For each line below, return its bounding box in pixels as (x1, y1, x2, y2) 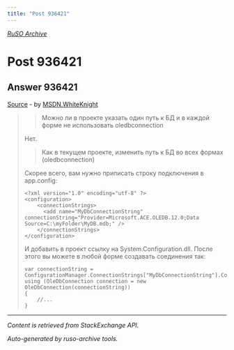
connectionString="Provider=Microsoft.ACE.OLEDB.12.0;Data (24, 214, 200, 221)
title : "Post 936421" (7, 10, 70, 17)
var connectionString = (24, 266, 94, 273)
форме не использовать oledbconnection (41, 121, 164, 129)
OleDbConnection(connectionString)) (24, 284, 131, 291)
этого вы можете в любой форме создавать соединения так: (24, 252, 206, 260)
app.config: (24, 176, 58, 185)
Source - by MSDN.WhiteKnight (7, 100, 99, 108)
